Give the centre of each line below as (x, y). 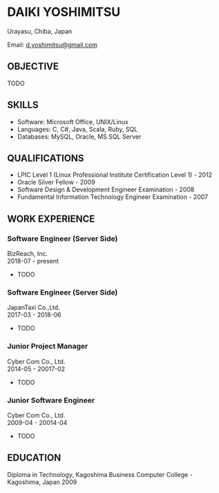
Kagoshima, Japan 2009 (42, 482)
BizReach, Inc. (28, 254)
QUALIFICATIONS (46, 158)
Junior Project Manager (48, 346)
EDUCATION (34, 458)
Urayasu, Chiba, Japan (40, 31)
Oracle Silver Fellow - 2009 (56, 182)
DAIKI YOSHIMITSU (64, 12)
